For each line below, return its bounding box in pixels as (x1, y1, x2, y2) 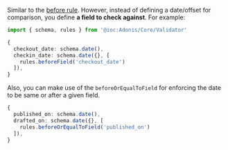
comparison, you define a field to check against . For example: (7, 13, 186, 21)
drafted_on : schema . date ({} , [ (13, 117, 104, 124)
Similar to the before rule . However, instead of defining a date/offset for (7, 6, 211, 14)
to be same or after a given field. (7, 91, 100, 100)
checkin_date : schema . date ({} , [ (13, 52, 110, 59)
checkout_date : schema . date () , (13, 45, 104, 53)
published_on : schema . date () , (13, 111, 100, 118)
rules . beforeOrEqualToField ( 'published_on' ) (19, 124, 150, 131)
